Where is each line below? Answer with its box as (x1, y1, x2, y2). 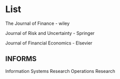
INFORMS (5, 55, 37, 63)
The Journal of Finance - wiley (5, 20, 70, 26)
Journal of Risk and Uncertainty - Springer (5, 30, 95, 36)
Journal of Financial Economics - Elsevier (5, 39, 93, 46)
